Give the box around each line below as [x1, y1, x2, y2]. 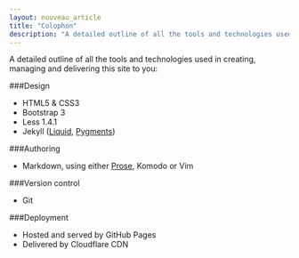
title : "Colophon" [9, 21, 77, 30]
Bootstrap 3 [21, 108, 66, 118]
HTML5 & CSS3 [21, 98, 80, 109]
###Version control [9, 178, 80, 189]
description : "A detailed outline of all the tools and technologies [9, 29, 273, 38]
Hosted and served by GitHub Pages [21, 230, 157, 240]
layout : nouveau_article [9, 12, 101, 22]
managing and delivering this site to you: [9, 63, 158, 74]
